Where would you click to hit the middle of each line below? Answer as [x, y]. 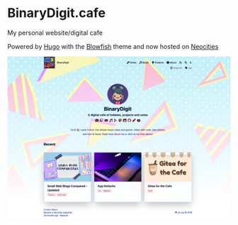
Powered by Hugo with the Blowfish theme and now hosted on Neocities [113, 46]
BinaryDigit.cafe [57, 13]
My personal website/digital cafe [55, 33]
